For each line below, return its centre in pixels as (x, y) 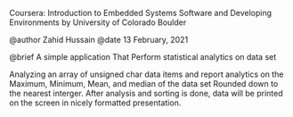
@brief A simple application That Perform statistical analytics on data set (143, 57)
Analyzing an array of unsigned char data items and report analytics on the (146, 74)
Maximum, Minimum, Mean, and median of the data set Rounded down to (144, 84)
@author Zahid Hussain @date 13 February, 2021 (99, 40)
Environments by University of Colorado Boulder (98, 22)
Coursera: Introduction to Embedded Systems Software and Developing (141, 13)
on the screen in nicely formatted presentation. (95, 103)
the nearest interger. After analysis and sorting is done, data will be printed (146, 93)
